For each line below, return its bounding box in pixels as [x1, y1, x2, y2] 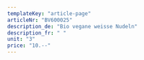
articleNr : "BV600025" [7, 17, 73, 23]
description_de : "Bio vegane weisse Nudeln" [7, 23, 138, 30]
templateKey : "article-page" [7, 10, 91, 17]
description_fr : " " [7, 29, 67, 37]
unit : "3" [7, 36, 36, 43]
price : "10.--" [7, 42, 51, 49]
